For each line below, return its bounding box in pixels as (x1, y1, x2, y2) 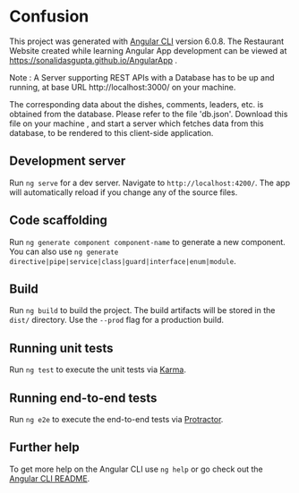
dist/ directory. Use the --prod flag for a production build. (9, 315, 224, 326)
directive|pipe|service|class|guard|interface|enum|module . (9, 255, 236, 266)
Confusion (9, 6, 90, 27)
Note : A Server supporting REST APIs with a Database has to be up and (9, 72, 275, 82)
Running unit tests (9, 340, 114, 355)
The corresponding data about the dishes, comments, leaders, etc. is (9, 98, 264, 109)
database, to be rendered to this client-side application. (9, 127, 214, 138)
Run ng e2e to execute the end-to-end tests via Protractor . (9, 414, 224, 424)
